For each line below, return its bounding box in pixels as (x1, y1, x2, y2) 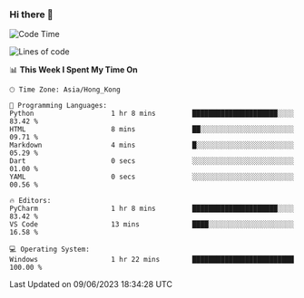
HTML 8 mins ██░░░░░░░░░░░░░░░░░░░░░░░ (9, 125, 295, 134)
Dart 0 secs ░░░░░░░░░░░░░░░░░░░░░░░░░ (9, 157, 295, 166)
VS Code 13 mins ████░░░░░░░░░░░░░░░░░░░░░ (9, 220, 295, 229)
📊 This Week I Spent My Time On (9, 64, 138, 75)
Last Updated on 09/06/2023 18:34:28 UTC (9, 279, 172, 290)
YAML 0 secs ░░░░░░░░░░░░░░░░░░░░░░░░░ (9, 172, 295, 182)
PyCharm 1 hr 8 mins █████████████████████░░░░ (9, 204, 295, 214)
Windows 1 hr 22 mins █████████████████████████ (9, 255, 295, 264)
